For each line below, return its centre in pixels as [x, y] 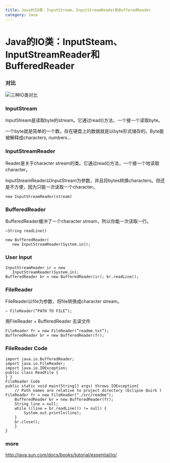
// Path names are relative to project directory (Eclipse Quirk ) [88, 390]
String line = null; [36, 404]
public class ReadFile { [32, 372]
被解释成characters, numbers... [38, 138]
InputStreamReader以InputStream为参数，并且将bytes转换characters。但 [83, 180]
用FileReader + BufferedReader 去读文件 [48, 321]
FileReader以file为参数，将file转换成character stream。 [64, 301]
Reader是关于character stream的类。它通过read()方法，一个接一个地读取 [82, 163]
